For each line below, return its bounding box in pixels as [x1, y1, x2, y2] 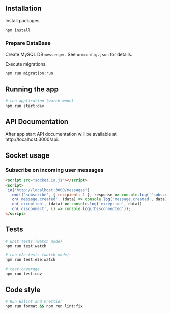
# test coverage [5, 267, 40, 272]
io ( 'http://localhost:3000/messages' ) [7, 187, 90, 193]
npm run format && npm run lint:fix [5, 303, 83, 309]
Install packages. [5, 17, 41, 23]
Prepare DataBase [5, 39, 51, 46]
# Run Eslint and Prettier [5, 299, 63, 304]
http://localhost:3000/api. [5, 136, 60, 142]
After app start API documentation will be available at [5, 131, 117, 137]
